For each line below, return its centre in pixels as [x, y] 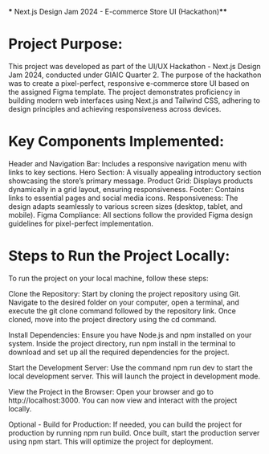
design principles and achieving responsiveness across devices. [115, 108]
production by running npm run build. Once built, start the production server [134, 432]
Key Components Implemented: [116, 142]
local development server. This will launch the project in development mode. [134, 376]
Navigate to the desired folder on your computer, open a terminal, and [124, 302]
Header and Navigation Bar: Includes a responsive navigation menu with [128, 163]
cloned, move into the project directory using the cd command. [112, 319]
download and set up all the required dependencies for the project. [119, 352]
